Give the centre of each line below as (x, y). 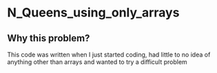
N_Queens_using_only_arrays (93, 13)
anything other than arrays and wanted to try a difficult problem (97, 62)
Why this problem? (49, 38)
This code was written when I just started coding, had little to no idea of (109, 54)
